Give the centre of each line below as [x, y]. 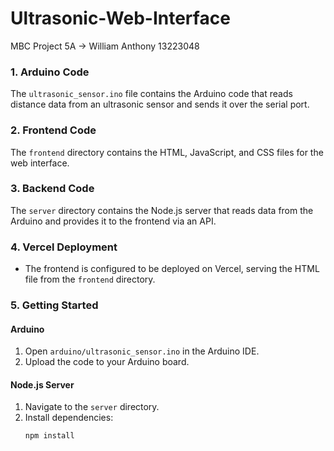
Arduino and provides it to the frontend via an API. [113, 221]
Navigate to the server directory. [92, 407]
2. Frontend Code [53, 130]
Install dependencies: [69, 418]
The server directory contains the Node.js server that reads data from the [162, 210]
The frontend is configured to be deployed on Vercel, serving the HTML [172, 269]
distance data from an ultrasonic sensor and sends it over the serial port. [160, 104]
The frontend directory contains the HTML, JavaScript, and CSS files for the [167, 152]
